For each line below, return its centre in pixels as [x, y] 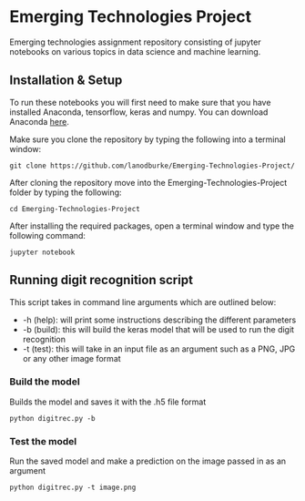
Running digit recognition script [102, 280]
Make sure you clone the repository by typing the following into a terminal [147, 139]
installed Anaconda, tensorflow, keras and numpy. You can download [139, 112]
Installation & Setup [66, 81]
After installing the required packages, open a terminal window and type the [152, 226]
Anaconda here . [40, 121]
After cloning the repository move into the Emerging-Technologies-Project [148, 182]
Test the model [43, 441]
